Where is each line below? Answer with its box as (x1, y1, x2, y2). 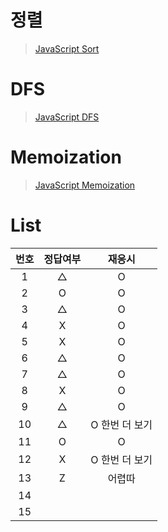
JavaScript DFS (34, 111, 100, 123)
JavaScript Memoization (34, 179, 136, 191)
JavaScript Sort (34, 42, 100, 55)
